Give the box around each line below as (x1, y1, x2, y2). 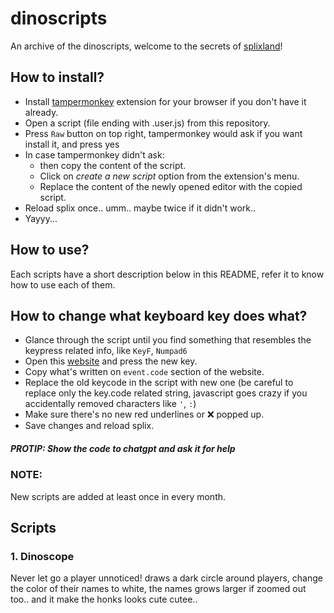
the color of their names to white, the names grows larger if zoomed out (10, 583, 307, 595)
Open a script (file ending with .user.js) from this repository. (24, 117, 271, 129)
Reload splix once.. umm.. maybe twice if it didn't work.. (24, 202, 257, 214)
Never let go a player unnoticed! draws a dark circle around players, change (10, 572, 323, 584)
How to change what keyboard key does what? (10, 307, 308, 324)
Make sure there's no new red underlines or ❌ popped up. (24, 408, 265, 421)
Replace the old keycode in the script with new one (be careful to (24, 377, 294, 389)
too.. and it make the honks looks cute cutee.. (10, 593, 198, 606)
